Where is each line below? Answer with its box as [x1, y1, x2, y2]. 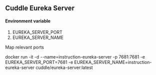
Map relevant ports [5, 44, 44, 50]
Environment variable [5, 17, 51, 24]
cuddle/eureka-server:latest [35, 64, 93, 70]
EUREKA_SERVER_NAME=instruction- [74, 59, 152, 65]
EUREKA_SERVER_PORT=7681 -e [5, 59, 73, 65]
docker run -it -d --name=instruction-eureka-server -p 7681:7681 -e [5, 53, 146, 59]
